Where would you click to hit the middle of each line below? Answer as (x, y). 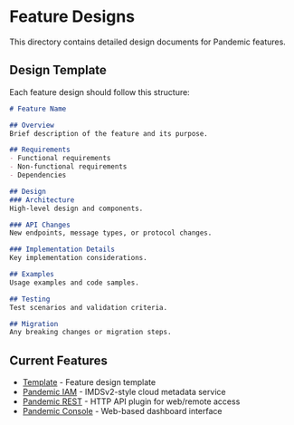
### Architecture (42, 200)
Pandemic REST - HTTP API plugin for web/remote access (131, 401)
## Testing (30, 299)
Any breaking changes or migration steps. (90, 333)
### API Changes (40, 225)
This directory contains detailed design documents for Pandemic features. (148, 42)
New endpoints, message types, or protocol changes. (111, 233)
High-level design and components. (76, 208)
